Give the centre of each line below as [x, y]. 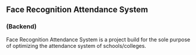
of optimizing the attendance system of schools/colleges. [76, 46]
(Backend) [21, 27]
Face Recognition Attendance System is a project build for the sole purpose [98, 39]
